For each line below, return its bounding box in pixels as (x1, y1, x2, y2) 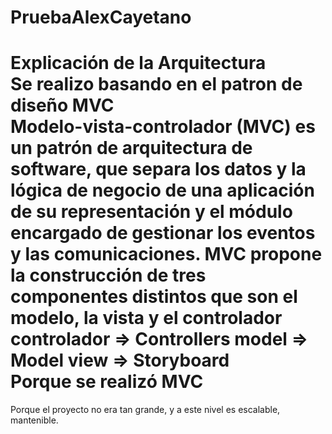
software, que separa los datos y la (10, 158, 307, 181)
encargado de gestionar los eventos (10, 222, 316, 245)
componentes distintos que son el (10, 286, 298, 308)
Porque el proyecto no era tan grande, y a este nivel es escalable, (10, 404, 281, 416)
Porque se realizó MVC (10, 371, 204, 393)
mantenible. (10, 414, 59, 426)
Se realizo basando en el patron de (10, 73, 303, 96)
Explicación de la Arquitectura (10, 52, 267, 75)
